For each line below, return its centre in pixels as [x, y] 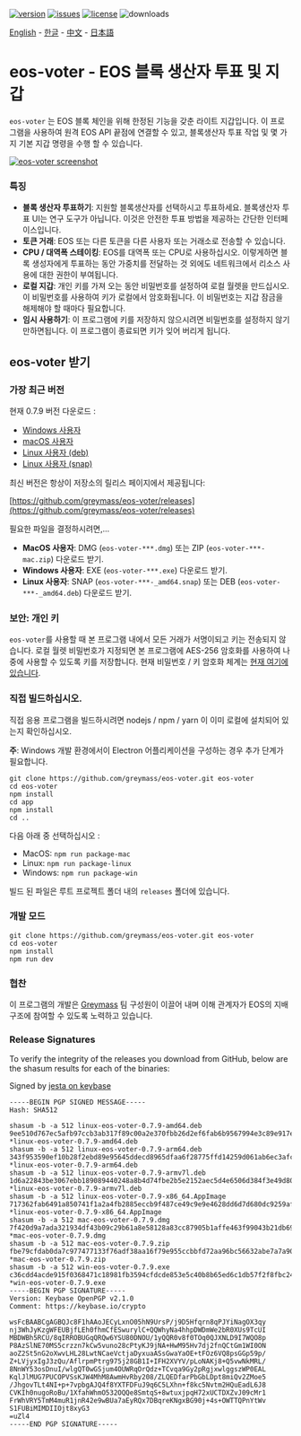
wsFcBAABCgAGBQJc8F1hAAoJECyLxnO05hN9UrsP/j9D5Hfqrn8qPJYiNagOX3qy [138, 1322]
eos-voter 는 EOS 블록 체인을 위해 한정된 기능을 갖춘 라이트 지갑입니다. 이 [139, 120]
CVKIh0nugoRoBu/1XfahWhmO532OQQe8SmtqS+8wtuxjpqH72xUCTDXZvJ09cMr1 [138, 1393]
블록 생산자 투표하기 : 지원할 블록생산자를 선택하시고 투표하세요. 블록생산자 [151, 207]
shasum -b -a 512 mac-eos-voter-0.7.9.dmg [90, 1221]
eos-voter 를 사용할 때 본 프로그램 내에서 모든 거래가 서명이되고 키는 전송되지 [143, 639]
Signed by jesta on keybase [60, 1086]
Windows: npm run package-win [80, 872]
